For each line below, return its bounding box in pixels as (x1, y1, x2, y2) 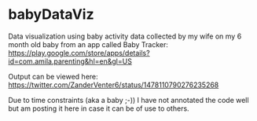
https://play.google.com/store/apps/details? (8, 48, 151, 57)
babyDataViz (8, 5, 94, 24)
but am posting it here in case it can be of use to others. (8, 104, 190, 113)
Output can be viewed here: (8, 71, 98, 81)
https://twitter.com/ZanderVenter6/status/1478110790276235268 (8, 80, 219, 90)
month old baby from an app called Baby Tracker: (8, 39, 169, 49)
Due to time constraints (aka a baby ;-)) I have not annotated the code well (8, 95, 249, 104)
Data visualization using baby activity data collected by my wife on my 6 (8, 31, 242, 41)
